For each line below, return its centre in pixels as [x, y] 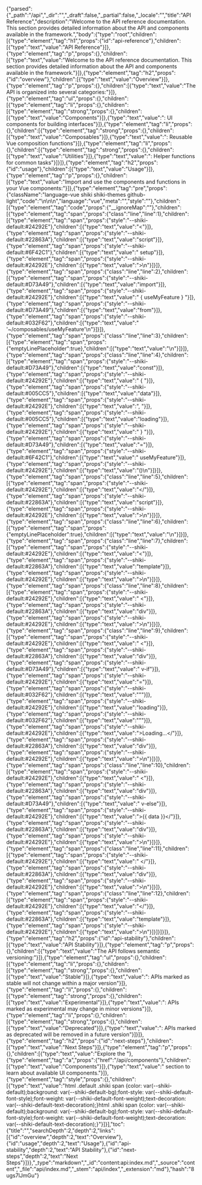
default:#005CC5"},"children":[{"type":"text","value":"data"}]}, [84, 393]
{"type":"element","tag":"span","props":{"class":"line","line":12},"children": [98, 893]
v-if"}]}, [150, 669]
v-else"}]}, [154, 804]
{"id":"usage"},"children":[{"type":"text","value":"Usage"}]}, [80, 169]
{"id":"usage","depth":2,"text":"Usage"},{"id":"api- [69, 1143]
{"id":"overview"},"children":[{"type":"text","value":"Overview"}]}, [88, 79]
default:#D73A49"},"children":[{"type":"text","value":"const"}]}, [85, 368]
